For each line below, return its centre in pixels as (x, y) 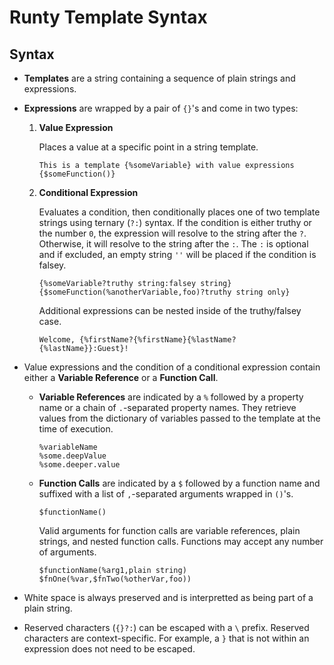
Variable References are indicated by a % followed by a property (171, 397)
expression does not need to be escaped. (109, 649)
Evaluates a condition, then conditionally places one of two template (179, 212)
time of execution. (76, 429)
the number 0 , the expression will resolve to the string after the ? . (172, 233)
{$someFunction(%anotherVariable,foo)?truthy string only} (164, 292)
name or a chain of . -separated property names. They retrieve (167, 407)
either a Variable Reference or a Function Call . (121, 377)
